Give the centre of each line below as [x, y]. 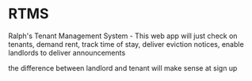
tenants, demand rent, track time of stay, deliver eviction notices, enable [126, 44]
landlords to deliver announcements [67, 52]
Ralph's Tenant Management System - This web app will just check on [123, 36]
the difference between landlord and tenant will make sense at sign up [123, 67]
